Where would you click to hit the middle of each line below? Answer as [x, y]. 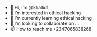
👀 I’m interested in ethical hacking [45, 13]
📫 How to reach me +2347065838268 [51, 29]
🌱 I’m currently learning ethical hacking [51, 18]
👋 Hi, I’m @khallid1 [29, 8]
